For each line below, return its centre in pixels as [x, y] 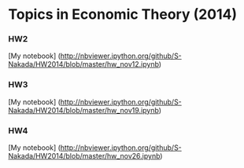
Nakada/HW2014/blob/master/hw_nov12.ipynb [84, 64]
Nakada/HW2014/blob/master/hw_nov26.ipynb [84, 156]
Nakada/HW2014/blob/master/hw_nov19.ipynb [83, 110]
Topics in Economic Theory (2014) [123, 15]
